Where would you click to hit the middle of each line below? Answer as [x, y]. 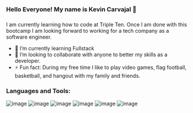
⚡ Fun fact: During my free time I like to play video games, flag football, [101, 67]
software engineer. [29, 37]
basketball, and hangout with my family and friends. [77, 76]
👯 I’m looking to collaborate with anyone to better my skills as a [91, 54]
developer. [27, 60]
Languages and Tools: [38, 91]
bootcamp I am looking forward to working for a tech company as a [88, 30]
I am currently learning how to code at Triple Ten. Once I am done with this [96, 24]
